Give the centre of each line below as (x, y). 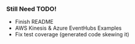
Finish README (34, 22)
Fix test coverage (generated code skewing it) (72, 34)
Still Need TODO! (31, 9)
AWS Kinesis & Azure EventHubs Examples (68, 28)
